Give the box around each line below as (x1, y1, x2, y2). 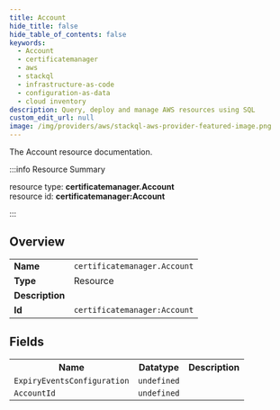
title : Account (9, 13, 67, 22)
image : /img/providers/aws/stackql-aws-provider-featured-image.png (9, 122, 272, 131)
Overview (9, 235, 66, 250)
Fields (9, 334, 45, 350)
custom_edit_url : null (9, 113, 95, 122)
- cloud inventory (17, 96, 87, 106)
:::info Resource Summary (9, 164, 106, 174)
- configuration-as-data (17, 88, 111, 97)
